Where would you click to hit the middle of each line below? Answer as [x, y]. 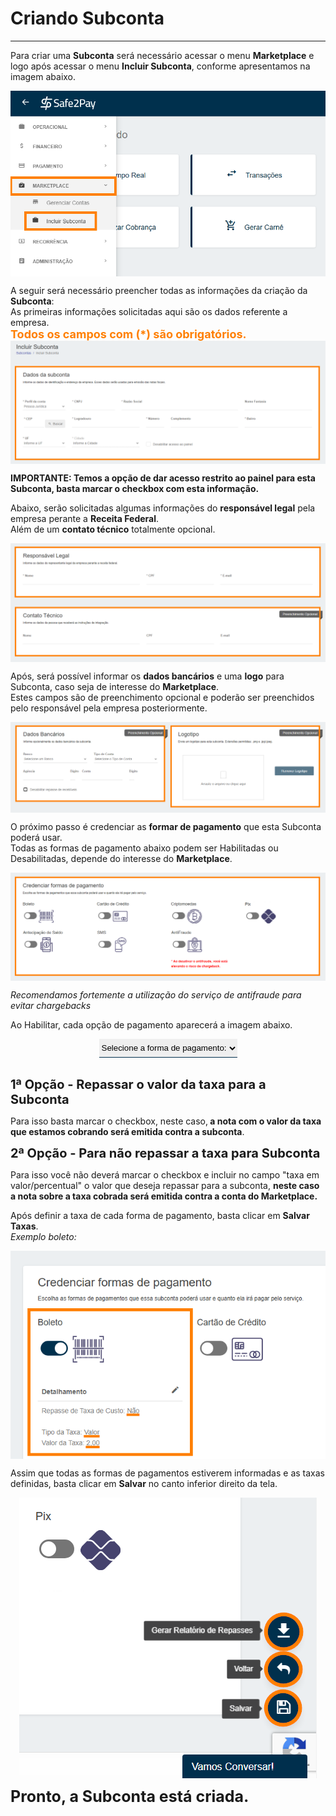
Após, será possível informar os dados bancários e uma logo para [147, 676]
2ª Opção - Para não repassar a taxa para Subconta [165, 1153]
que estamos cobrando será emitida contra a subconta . [127, 1132]
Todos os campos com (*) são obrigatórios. [128, 334]
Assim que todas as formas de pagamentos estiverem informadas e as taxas [168, 1473]
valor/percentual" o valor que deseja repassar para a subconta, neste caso [165, 1186]
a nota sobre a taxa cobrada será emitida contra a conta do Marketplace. [164, 1196]
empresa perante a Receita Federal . [85, 518]
